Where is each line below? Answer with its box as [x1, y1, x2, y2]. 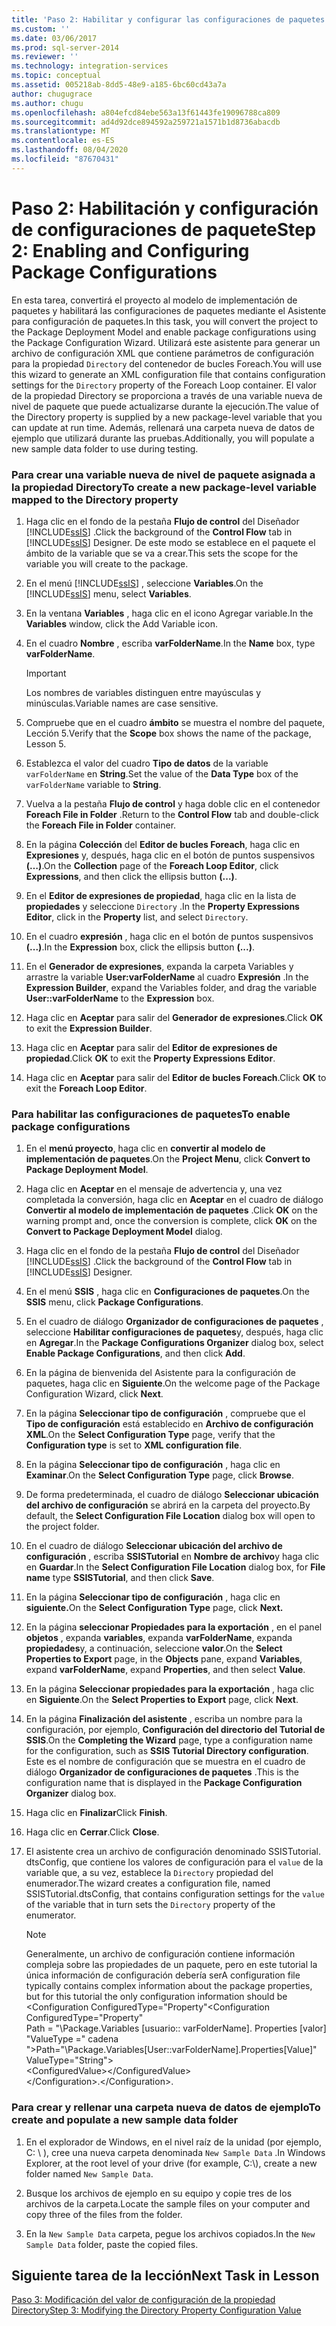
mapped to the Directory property [11, 492, 179, 506]
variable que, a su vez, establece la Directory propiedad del [25, 1867, 274, 1879]
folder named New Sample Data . [25, 2167, 154, 2180]
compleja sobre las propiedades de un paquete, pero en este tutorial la [25, 1959, 318, 1971]
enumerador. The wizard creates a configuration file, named [25, 1877, 271, 1890]
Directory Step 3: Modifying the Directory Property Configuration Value [11, 2304, 302, 2316]
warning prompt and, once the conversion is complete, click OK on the [25, 1215, 318, 1227]
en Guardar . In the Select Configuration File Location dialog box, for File [25, 1561, 326, 1573]
